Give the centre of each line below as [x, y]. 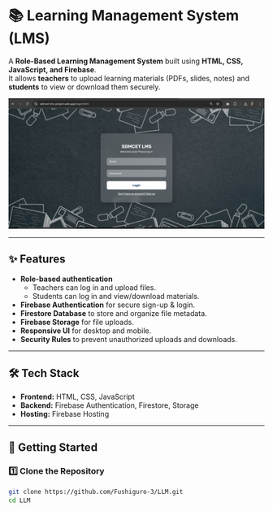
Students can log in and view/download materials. [116, 296]
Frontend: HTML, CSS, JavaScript [78, 397]
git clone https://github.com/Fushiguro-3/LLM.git [96, 492]
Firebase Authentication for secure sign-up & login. [108, 305]
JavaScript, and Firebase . [52, 69]
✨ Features [37, 260]
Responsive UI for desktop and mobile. [86, 331]
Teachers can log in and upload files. [94, 287]
